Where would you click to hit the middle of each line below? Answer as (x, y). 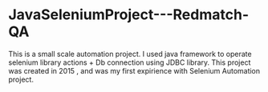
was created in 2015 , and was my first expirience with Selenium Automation (134, 70)
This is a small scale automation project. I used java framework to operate (130, 54)
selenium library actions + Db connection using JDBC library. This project (130, 62)
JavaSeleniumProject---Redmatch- (129, 15)
